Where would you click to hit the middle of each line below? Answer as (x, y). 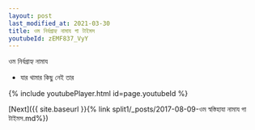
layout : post (30, 16)
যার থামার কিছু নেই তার (47, 78)
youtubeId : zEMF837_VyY (49, 38)
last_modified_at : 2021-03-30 (59, 23)
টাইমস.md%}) (28, 119)
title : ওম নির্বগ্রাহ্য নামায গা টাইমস (52, 31)
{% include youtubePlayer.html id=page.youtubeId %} (98, 94)
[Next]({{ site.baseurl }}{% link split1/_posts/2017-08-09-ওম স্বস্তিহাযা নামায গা (127, 109)
